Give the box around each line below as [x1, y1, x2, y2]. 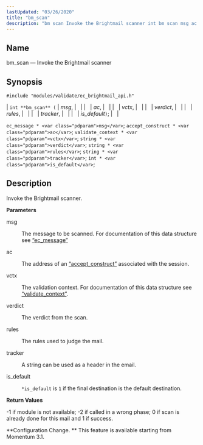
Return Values [6, 396, 43, 404]
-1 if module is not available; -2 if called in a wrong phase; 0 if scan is [6, 408, 180, 415]
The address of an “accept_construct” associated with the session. [21, 260, 190, 267]
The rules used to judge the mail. [21, 337, 104, 344]
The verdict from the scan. [21, 313, 88, 321]
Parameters [6, 206, 36, 213]
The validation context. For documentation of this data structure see [21, 283, 192, 291]
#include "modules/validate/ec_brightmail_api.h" [6, 93, 135, 99]
